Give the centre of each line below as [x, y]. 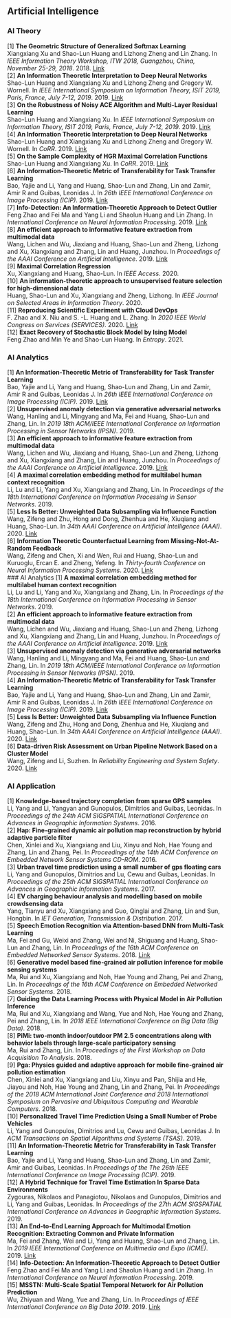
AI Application [32, 786]
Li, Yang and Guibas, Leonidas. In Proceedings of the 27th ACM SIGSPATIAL [115, 1204]
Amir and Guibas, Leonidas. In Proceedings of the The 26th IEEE [98, 1168]
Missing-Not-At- [195, 540]
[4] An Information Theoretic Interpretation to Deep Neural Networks [107, 134]
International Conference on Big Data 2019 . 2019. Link [84, 1307]
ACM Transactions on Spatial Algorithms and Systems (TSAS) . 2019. [104, 1139]
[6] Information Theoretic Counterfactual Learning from [88, 540]
